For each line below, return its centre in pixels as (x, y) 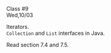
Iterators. (18, 27)
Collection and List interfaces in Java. (56, 33)
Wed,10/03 (20, 15)
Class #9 (17, 9)
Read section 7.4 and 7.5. (38, 45)
